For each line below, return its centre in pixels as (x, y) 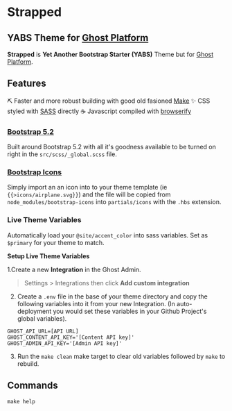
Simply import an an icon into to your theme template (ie (87, 187)
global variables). (42, 318)
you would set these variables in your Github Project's (130, 311)
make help (21, 401)
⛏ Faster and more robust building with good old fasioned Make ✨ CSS (109, 101)
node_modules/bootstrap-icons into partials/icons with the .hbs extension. (114, 202)
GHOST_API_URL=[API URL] (43, 331)
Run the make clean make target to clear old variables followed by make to (121, 356)
